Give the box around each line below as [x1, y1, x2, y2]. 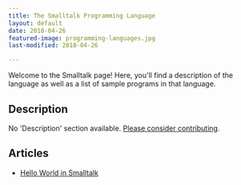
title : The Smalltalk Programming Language [8, 11, 156, 20]
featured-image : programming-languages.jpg [8, 34, 156, 42]
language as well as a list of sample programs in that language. [8, 79, 216, 89]
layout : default [8, 19, 62, 27]
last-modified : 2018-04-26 [8, 42, 98, 50]
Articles [8, 147, 50, 160]
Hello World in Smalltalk [19, 167, 98, 177]
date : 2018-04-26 [8, 26, 66, 34]
